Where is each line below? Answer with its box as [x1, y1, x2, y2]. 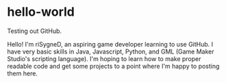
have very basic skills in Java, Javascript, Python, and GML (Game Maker [7, 47, 214, 56]
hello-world [7, 4, 75, 20]
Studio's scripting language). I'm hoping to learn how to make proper [7, 54, 201, 62]
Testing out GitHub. [7, 27, 62, 35]
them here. [7, 69, 38, 78]
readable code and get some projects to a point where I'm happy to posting [7, 62, 220, 70]
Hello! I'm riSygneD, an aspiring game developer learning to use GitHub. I [7, 40, 214, 48]
